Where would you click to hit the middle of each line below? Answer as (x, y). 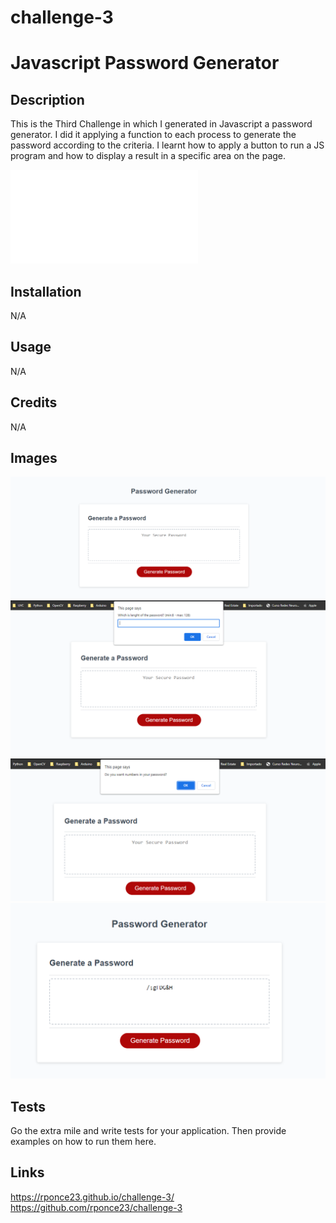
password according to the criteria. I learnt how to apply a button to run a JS (167, 145)
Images (34, 458)
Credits (34, 402)
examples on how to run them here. (83, 1142)
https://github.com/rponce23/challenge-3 (96, 1207)
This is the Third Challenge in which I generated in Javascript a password (161, 124)
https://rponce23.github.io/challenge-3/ (92, 1197)
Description (47, 99)
